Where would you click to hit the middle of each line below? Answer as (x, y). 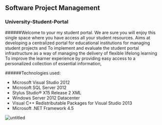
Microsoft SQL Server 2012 (39, 88)
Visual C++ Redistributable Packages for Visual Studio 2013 (72, 103)
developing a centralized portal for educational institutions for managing (78, 43)
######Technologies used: (33, 73)
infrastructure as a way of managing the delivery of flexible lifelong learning (81, 53)
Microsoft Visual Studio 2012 (41, 82)
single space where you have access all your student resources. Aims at (78, 37)
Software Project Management (52, 8)
